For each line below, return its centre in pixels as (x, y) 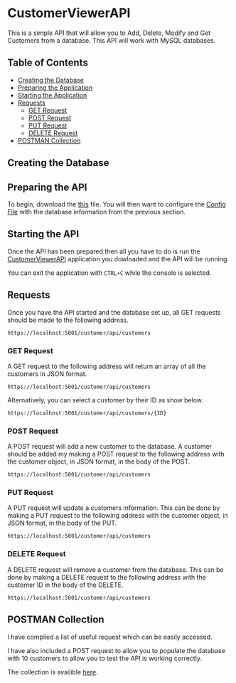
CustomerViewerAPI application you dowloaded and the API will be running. (118, 259)
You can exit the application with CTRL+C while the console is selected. (109, 273)
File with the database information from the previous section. (97, 212)
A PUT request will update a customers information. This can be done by (114, 508)
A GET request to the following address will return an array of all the (107, 366)
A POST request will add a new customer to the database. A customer (109, 447)
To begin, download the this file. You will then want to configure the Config (117, 204)
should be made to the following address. (68, 320)
